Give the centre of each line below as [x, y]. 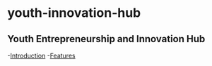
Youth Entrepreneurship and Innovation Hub [106, 39]
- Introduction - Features [41, 55]
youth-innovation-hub [74, 13]
